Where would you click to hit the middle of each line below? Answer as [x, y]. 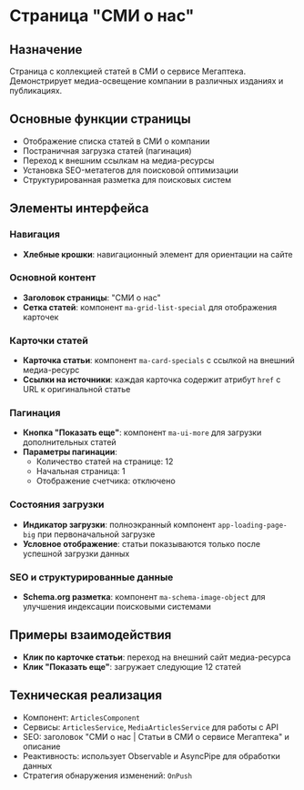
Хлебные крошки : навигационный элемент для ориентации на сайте [157, 254]
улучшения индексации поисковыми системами [117, 606]
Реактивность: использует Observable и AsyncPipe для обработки [151, 755]
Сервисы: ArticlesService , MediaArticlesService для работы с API [151, 727]
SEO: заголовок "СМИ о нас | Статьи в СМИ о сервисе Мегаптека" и [156, 736]
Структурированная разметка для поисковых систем [127, 179]
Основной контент [53, 278]
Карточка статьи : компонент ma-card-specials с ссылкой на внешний [159, 360]
